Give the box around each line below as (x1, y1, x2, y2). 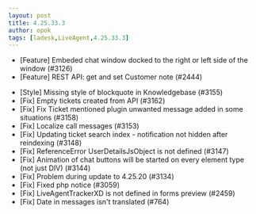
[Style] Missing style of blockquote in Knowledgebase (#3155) (19, 88, 224, 97)
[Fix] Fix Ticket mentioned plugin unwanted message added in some (19, 105, 243, 114)
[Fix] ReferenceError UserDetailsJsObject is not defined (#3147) (19, 147, 229, 156)
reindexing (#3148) (19, 138, 82, 147)
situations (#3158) (19, 113, 79, 123)
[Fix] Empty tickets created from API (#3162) (19, 96, 166, 105)
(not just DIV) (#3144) (19, 163, 91, 173)
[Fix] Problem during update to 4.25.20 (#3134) (19, 172, 174, 182)
